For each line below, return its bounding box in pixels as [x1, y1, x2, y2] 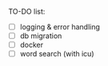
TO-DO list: [8, 7, 46, 16]
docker [19, 40, 44, 50]
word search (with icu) [19, 49, 94, 59]
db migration [19, 31, 62, 41]
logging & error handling [19, 22, 100, 31]
